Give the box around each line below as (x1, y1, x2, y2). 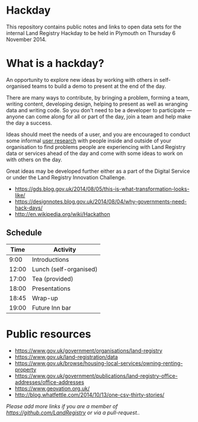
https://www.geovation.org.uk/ (14, 385, 90, 392)
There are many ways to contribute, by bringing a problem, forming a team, (6, 94, 190, 101)
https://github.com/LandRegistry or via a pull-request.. (6, 409, 140, 416)
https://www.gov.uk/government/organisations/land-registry (14, 347, 163, 354)
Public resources (6, 327, 91, 341)
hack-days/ (14, 204, 43, 211)
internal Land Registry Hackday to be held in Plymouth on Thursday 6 (6, 29, 176, 36)
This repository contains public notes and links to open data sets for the (6, 23, 182, 30)
